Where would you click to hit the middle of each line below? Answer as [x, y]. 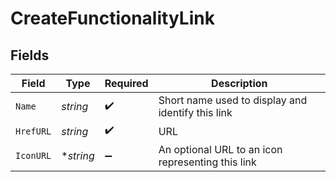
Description [239, 83]
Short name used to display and [233, 100]
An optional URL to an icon [220, 149]
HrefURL [33, 131]
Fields [30, 55]
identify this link [195, 112]
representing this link [207, 162]
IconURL [33, 155]
